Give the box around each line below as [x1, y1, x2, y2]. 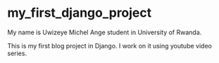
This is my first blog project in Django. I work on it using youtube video [7, 41, 213, 50]
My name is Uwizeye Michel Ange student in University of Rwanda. [7, 28, 202, 36]
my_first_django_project [7, 5, 152, 21]
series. [7, 49, 27, 57]
